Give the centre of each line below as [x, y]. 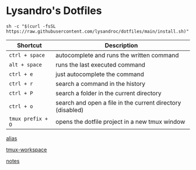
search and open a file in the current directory [118, 102]
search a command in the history [100, 84]
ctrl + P [21, 93]
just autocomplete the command [99, 74]
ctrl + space [27, 55]
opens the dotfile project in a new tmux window [120, 122]
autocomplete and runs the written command [117, 55]
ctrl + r [21, 84]
